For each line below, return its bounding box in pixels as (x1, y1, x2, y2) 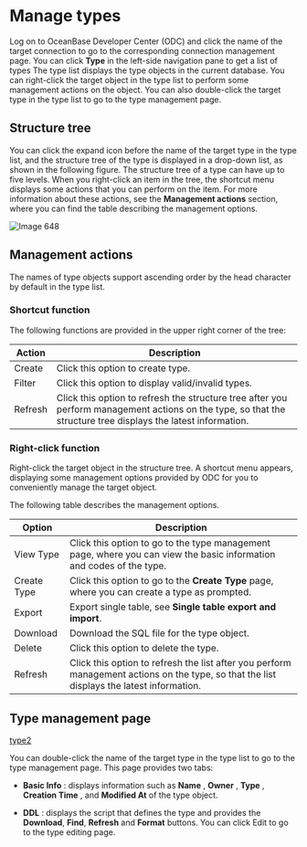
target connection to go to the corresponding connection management (9, 45, 276, 56)
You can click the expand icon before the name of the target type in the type (9, 144, 297, 155)
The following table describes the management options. (9, 500, 219, 511)
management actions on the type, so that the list (69, 668, 277, 681)
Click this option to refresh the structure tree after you (56, 391, 288, 404)
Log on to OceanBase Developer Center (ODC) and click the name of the (9, 36, 283, 47)
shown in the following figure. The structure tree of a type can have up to (9, 164, 285, 175)
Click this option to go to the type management (69, 536, 271, 549)
